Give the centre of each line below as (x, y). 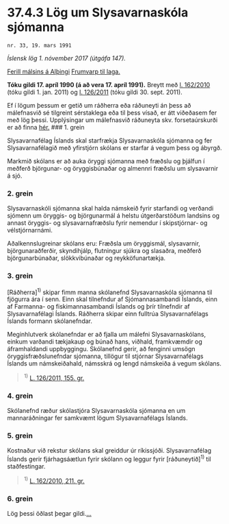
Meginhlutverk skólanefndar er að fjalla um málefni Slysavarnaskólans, (107, 335)
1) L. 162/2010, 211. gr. (54, 480)
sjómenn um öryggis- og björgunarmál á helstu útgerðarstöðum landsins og (113, 216)
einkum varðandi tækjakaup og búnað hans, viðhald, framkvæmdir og (105, 342)
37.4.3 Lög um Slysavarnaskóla (98, 13)
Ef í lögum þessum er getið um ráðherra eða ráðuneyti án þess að (99, 105)
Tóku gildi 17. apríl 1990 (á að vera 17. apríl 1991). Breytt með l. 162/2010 (109, 84)
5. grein (20, 436)
